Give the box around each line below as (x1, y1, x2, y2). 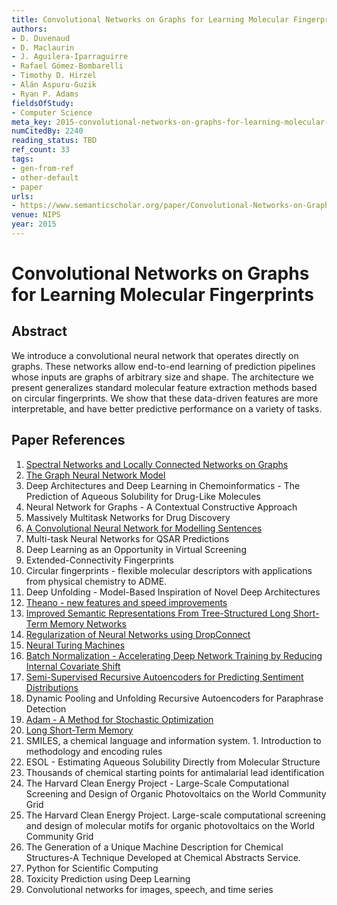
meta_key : (11, 117, 53, 127)
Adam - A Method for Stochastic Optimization (25, 713, 214, 725)
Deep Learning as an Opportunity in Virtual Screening (25, 543, 247, 555)
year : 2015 (11, 219, 57, 230)
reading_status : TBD (11, 136, 98, 146)
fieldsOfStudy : (11, 98, 75, 108)
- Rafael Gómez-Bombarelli (11, 61, 124, 71)
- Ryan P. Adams (11, 89, 79, 99)
